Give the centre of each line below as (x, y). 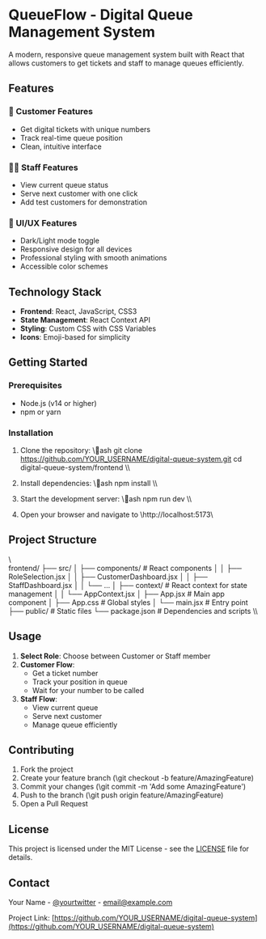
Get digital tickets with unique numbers (85, 129)
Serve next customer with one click (79, 193)
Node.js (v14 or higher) (58, 403)
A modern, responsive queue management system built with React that (127, 54)
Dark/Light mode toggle (59, 241)
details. (21, 857)
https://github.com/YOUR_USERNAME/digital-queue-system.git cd (131, 459)
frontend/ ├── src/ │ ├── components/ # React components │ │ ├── (125, 568)
